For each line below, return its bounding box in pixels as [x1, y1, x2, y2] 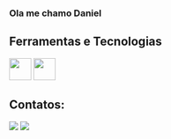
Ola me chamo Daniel [9, 7, 102, 19]
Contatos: [9, 98, 65, 113]
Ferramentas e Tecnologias [9, 34, 163, 49]
